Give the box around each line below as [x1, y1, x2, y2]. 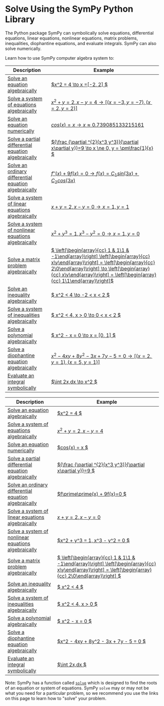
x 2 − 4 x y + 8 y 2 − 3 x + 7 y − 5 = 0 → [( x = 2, [51, 351, 152, 359]
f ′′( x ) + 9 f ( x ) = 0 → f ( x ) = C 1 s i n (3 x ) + [51, 170, 138, 178]
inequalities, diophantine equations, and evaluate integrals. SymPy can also [5, 40, 157, 46]
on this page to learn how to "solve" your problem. [5, 695, 106, 701]
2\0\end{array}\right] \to [51, 265, 107, 272]
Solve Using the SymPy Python [5, 3, 133, 15]
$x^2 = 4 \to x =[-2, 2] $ [51, 81, 108, 88]
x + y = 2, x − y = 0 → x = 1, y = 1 [51, 203, 129, 210]
